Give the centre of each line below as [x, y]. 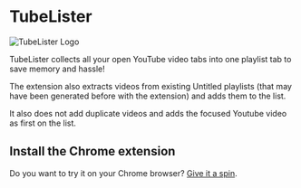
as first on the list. [43, 123]
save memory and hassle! [58, 69]
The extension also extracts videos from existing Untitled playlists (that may [151, 86]
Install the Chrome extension [92, 151]
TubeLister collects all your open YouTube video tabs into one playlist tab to [150, 59]
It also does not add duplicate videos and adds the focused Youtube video [148, 113]
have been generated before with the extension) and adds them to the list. [148, 96]
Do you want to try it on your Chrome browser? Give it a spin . [123, 173]
